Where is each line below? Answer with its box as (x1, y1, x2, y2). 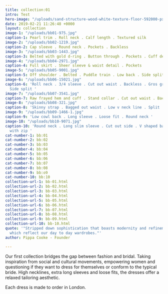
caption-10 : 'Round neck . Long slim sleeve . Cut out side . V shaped (5, 123, 157, 128)
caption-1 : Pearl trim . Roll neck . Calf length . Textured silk (5, 35, 146, 40)
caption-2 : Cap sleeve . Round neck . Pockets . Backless (5, 44, 128, 49)
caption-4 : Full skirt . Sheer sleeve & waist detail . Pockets (5, 63, 142, 68)
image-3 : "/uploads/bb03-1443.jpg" (5, 49, 79, 54)
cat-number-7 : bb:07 (5, 160, 48, 165)
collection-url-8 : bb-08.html (5, 212, 68, 217)
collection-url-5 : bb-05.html (5, 198, 68, 203)
